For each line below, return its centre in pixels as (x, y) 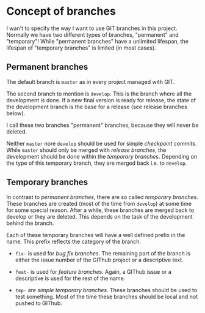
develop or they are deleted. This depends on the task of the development (100, 216)
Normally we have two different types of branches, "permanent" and (92, 34)
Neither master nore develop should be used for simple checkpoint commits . (102, 143)
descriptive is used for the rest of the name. (70, 278)
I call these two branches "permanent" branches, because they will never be (103, 125)
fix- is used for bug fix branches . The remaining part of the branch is (103, 253)
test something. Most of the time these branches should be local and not (106, 296)
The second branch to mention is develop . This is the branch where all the (99, 94)
